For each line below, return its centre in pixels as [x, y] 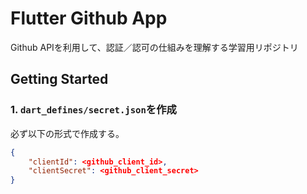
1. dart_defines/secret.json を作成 [93, 110]
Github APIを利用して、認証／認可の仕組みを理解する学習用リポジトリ [154, 47]
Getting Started [59, 79]
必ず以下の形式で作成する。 [67, 133]
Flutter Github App [89, 18]
